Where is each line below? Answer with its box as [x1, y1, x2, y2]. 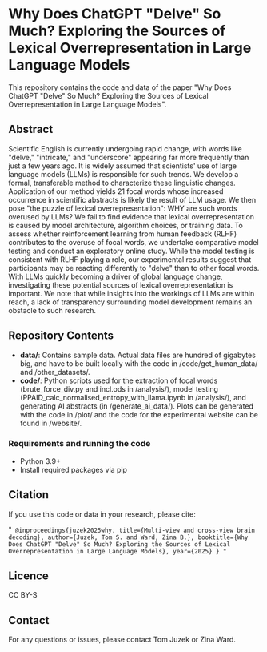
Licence [8, 569, 50, 583]
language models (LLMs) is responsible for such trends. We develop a [8, 169, 239, 179]
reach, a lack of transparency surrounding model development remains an [8, 297, 253, 307]
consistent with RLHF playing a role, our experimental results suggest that [8, 254, 252, 264]
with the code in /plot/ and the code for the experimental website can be [19, 409, 258, 419]
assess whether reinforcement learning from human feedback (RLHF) [8, 229, 237, 239]
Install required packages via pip [19, 465, 128, 474]
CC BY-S [8, 590, 38, 600]
